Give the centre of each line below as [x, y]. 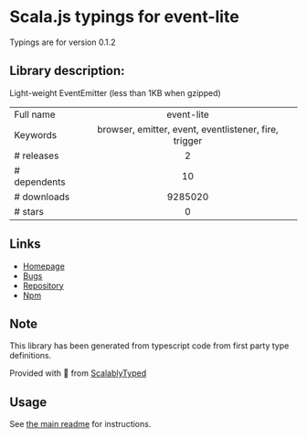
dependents [40, 182]
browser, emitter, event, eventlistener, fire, [188, 129]
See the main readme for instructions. [80, 424]
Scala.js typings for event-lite [124, 17]
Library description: [67, 71]
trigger [188, 141]
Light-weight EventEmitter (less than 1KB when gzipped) [115, 92]
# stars [29, 211]
